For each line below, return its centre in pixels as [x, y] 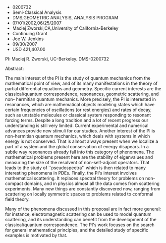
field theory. [17, 199]
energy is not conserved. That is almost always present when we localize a [82, 141]
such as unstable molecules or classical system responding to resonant [78, 115]
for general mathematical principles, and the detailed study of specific [77, 230]
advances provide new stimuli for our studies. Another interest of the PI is [80, 131]
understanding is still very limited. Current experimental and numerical [77, 125]
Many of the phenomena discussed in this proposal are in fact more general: [83, 209]
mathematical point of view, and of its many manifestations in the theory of [81, 83]
